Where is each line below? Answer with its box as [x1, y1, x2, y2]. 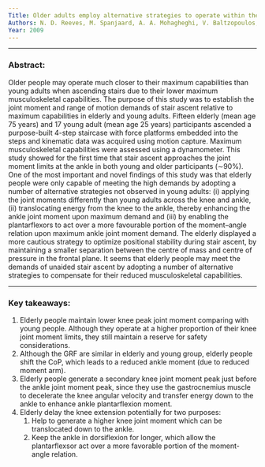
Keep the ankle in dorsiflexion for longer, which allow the [31, 432, 216, 442]
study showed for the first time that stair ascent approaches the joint [8, 153, 231, 163]
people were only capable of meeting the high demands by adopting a [8, 178, 237, 188]
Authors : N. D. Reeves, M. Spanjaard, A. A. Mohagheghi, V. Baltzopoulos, [8, 19, 259, 27]
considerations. [19, 340, 71, 349]
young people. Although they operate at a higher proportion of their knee [19, 323, 257, 333]
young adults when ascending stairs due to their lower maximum [8, 86, 218, 95]
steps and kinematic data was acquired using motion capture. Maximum [8, 136, 242, 146]
